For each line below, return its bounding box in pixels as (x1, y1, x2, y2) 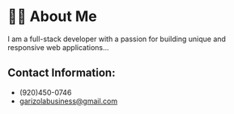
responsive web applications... (7, 42, 110, 52)
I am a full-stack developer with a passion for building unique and (7, 34, 226, 44)
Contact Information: (7, 66, 116, 80)
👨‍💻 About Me (7, 7, 98, 26)
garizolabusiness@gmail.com (19, 96, 118, 106)
